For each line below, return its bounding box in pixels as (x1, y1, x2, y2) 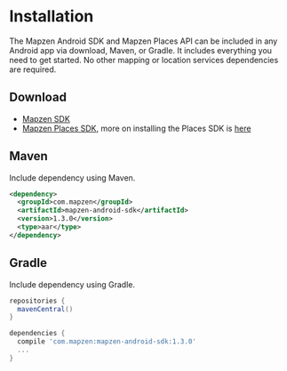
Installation (9, 6, 94, 27)
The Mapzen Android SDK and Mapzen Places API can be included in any (9, 36, 278, 46)
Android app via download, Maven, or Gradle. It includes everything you (9, 44, 273, 55)
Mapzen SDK (21, 113, 71, 124)
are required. (9, 64, 57, 75)
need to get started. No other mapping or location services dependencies (9, 54, 279, 65)
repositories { (9, 296, 66, 305)
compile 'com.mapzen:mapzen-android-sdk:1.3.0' (17, 337, 197, 346)
